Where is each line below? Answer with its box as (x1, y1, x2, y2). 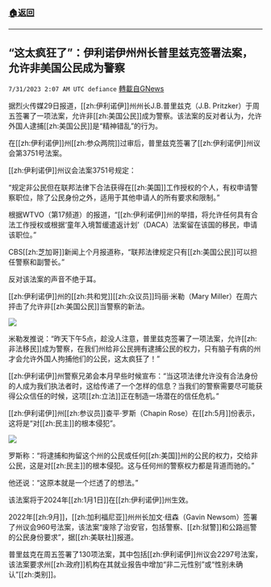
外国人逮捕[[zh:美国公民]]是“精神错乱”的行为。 (8, 121, 163, 131)
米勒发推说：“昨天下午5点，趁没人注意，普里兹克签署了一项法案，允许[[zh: (8, 334, 257, 343)
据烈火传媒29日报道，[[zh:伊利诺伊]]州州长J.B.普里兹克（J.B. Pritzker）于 (8, 101, 252, 110)
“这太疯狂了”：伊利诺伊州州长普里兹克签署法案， (8, 46, 253, 60)
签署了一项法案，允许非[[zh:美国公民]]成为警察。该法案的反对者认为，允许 (15, 111, 262, 121)
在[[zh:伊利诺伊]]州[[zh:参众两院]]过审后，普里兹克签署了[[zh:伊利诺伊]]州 (8, 139, 254, 148)
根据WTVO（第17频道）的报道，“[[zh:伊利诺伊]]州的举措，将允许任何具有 (8, 210, 252, 219)
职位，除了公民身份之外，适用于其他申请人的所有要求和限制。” (15, 193, 220, 202)
